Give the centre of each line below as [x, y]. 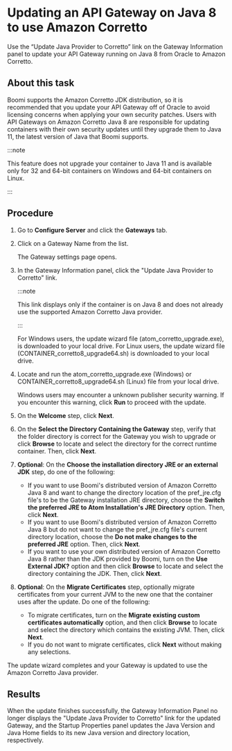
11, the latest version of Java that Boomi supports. [78, 136]
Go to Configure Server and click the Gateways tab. [92, 230]
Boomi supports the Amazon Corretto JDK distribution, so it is [95, 100]
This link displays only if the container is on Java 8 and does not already [120, 304]
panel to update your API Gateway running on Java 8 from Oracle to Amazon [116, 54]
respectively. [25, 740]
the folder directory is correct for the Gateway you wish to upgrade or [117, 436]
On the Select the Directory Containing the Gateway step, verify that [116, 429]
